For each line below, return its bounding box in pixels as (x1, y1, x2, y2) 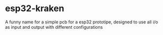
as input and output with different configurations (5, 24, 103, 30)
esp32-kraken (5, 3, 65, 14)
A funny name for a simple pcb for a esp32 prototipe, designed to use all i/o (5, 19, 158, 25)
